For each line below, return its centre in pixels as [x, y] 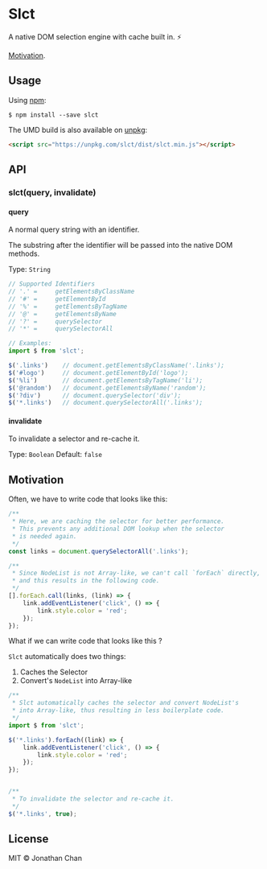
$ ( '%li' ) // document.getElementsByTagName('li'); [106, 380]
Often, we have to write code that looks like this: [88, 499]
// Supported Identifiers [51, 284]
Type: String [29, 270]
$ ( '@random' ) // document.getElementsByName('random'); [107, 388]
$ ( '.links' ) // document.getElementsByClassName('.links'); [117, 366]
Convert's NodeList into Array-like [76, 681]
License [29, 839]
